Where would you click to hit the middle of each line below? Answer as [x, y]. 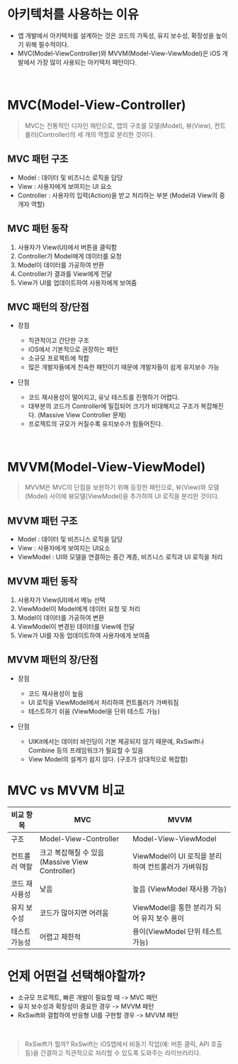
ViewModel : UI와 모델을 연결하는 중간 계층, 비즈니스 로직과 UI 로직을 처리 [120, 557]
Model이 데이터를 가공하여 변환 [61, 618]
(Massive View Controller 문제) [82, 415]
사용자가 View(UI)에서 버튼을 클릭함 [67, 247]
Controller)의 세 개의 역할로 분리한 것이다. [97, 134]
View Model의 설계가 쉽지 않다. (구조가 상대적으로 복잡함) [108, 759]
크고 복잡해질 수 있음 [72, 852]
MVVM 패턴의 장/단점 [53, 660]
